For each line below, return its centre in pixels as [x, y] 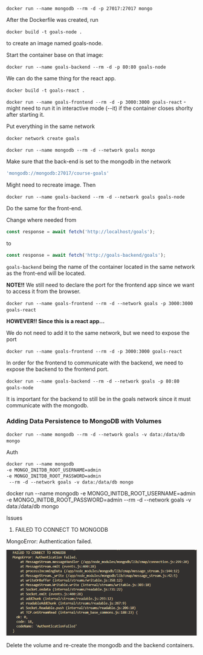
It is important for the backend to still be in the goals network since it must [99, 399]
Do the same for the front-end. [44, 208]
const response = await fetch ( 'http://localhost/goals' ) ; [81, 231]
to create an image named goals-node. [55, 43]
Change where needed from [41, 220]
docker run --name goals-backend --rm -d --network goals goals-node [96, 197]
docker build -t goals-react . [46, 91]
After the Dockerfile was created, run [52, 20]
